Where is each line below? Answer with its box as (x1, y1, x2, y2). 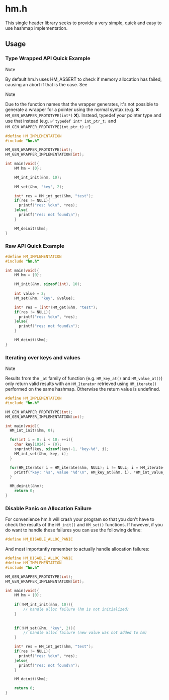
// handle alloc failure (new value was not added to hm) (23, 630, 147, 635)
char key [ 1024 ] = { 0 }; (14, 442, 62, 447)
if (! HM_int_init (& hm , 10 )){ (14, 602, 73, 607)
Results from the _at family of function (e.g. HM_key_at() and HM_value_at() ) (5, 375, 162, 382)
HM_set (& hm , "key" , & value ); (14, 296, 75, 301)
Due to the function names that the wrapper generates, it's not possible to (5, 101, 158, 107)
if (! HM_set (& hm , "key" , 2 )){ (14, 625, 75, 631)
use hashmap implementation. (5, 25, 68, 31)
